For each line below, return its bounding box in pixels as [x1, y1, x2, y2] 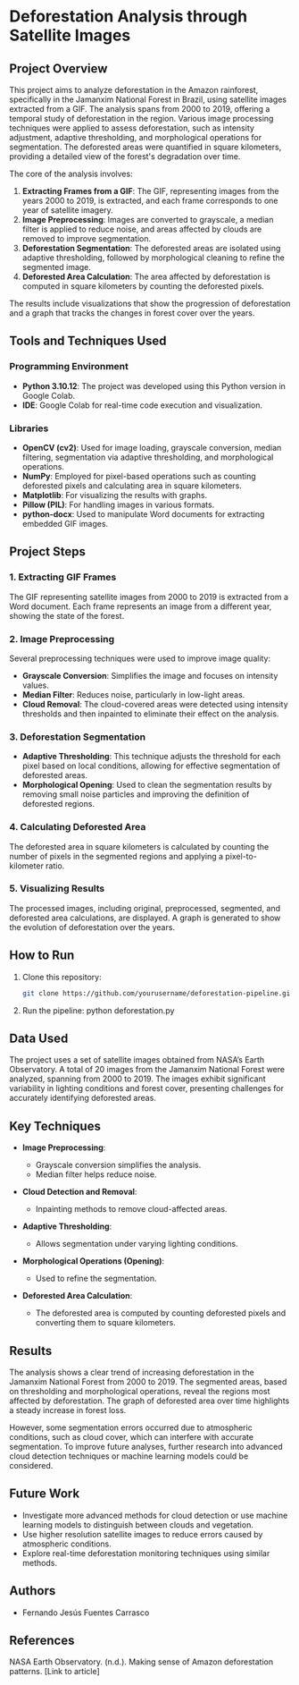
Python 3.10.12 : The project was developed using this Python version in [21, 380, 286, 391]
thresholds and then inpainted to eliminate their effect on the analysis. [21, 708, 279, 719]
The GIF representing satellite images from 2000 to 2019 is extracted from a [9, 591, 288, 602]
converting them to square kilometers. [35, 1317, 176, 1328]
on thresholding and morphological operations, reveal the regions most [9, 1385, 270, 1396]
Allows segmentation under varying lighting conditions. [35, 1239, 238, 1249]
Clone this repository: [21, 971, 102, 982]
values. [21, 680, 49, 690]
